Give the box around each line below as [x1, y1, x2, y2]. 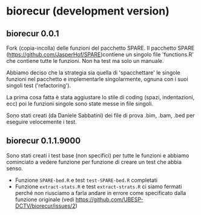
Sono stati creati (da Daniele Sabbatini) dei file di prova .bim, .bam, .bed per [6, 112, 195, 119]
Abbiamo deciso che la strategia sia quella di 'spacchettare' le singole [6, 69, 180, 76]
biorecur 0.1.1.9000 [6, 136, 81, 146]
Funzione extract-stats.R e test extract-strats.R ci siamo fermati [15, 183, 182, 190]
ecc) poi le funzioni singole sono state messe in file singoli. [6, 100, 153, 107]
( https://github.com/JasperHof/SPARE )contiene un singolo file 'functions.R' [6, 51, 194, 58]
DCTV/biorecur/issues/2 [15, 202, 76, 210]
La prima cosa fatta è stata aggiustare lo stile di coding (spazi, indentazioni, [6, 94, 195, 101]
